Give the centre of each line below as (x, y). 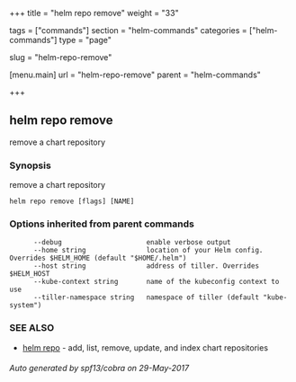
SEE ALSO (32, 328)
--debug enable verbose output (132, 243)
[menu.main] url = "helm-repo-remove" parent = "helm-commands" (135, 75)
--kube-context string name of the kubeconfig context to (156, 282)
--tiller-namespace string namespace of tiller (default (146, 298)
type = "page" (85, 40)
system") (26, 306)
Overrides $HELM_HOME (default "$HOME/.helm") (98, 258)
